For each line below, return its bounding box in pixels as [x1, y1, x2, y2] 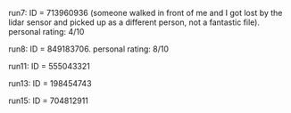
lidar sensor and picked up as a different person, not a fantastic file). [8, 17, 261, 28]
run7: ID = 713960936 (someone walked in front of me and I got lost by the [8, 8, 283, 18]
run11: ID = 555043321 [8, 61, 90, 71]
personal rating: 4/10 [8, 27, 85, 36]
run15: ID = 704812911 [8, 95, 88, 106]
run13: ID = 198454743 [8, 78, 92, 88]
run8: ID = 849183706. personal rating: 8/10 [8, 44, 169, 54]
